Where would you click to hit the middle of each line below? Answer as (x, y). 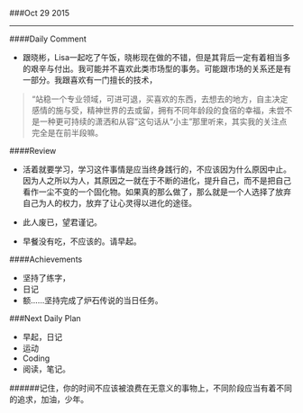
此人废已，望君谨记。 (62, 222)
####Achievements (46, 259)
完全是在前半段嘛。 (67, 133)
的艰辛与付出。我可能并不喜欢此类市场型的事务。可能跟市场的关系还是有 (156, 68)
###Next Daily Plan (45, 318)
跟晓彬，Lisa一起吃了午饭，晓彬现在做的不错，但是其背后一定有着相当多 (156, 57)
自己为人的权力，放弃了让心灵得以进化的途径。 (109, 203)
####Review (33, 151)
